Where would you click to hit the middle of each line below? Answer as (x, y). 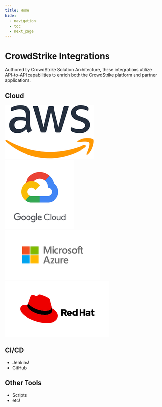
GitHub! (20, 368)
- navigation (23, 21)
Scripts (19, 395)
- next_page (22, 31)
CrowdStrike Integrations (57, 56)
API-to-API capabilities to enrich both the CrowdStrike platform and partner (81, 75)
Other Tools (23, 383)
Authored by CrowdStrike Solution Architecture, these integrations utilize (79, 70)
